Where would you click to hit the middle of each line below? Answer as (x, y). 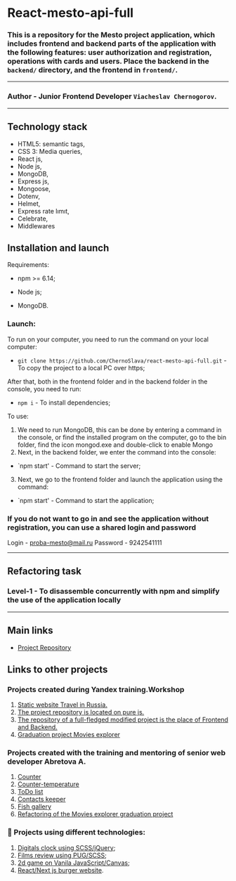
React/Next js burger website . (60, 870)
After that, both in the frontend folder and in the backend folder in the (107, 381)
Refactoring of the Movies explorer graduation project (95, 814)
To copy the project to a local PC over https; (81, 367)
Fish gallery (34, 807)
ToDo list (30, 792)
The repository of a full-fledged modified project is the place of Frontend (123, 720)
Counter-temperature (48, 784)
